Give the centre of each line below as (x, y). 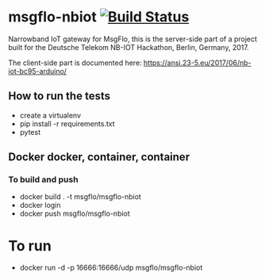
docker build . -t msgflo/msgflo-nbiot (80, 197)
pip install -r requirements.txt (67, 124)
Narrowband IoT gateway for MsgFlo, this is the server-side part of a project (133, 39)
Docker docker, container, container (99, 157)
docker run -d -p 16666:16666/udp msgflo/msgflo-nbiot (111, 268)
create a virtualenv (50, 115)
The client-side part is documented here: (75, 63)
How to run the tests (60, 96)
